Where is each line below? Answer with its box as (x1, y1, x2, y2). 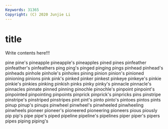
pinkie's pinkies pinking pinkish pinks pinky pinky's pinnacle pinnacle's (5, 81, 152, 87)
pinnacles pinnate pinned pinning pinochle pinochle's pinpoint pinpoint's (5, 86, 155, 92)
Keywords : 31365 (5, 7, 39, 12)
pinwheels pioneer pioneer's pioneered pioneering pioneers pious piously (5, 107, 157, 113)
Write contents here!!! (5, 50, 50, 56)
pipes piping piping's (5, 118, 49, 124)
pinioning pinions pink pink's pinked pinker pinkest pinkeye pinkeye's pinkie (5, 75, 161, 81)
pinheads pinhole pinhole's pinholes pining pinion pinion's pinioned (5, 70, 144, 76)
